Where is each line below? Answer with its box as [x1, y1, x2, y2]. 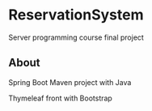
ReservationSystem [8, 6, 144, 24]
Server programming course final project [8, 32, 144, 42]
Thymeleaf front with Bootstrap [8, 93, 113, 103]
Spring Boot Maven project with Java [8, 77, 132, 87]
